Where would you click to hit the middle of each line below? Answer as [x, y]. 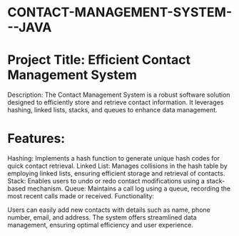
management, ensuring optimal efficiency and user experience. [101, 225]
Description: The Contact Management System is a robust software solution [119, 95]
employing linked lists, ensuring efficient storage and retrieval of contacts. [116, 173]
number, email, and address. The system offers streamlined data [102, 218]
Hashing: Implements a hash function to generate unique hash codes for [113, 159]
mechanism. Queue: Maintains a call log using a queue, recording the [129, 188]
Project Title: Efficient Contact [99, 60]
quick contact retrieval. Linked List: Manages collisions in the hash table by [118, 166]
